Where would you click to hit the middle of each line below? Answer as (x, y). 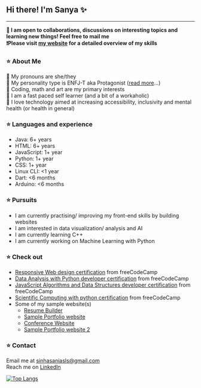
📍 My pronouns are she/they (41, 77)
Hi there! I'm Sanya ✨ (46, 10)
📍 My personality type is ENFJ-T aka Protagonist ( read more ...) (83, 83)
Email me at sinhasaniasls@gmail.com (53, 361)
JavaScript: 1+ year (39, 152)
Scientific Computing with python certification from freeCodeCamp (98, 297)
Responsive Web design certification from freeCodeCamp (86, 272)
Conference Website (49, 323)
